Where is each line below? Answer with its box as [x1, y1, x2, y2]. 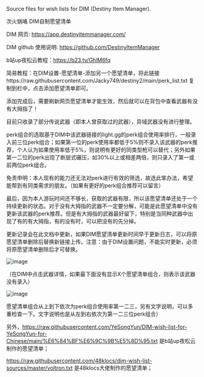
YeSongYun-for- [6, 330, 47, 337]
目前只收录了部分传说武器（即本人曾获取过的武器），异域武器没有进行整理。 [6, 118, 195, 125]
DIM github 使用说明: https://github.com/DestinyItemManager [6, 44, 160, 50]
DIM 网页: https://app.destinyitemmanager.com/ [6, 30, 126, 38]
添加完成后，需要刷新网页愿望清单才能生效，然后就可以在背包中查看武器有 [6, 97, 192, 105]
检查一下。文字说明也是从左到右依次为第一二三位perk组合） [11, 310, 161, 317]
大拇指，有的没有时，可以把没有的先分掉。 [32, 218, 140, 224]
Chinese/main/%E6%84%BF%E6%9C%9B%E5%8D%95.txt [6, 337, 158, 344]
